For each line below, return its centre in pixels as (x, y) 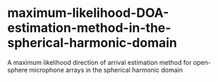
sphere (18, 70)
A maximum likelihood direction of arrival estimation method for (99, 62)
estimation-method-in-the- (89, 28)
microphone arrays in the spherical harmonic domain (106, 70)
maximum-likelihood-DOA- (88, 13)
